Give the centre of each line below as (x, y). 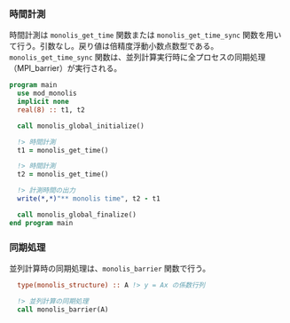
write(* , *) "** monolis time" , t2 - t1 (89, 199)
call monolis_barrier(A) (63, 309)
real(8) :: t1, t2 (51, 110)
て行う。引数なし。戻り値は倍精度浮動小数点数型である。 (114, 46)
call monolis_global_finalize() (77, 215)
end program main (41, 223)
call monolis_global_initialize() (81, 126)
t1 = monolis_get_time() (63, 150)
